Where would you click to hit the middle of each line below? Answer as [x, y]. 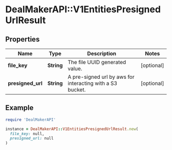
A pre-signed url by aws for [101, 77]
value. [75, 69]
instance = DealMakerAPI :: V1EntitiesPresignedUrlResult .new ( [72, 129]
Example [19, 108]
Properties [23, 39]
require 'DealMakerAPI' [31, 120]
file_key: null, [27, 134]
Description [102, 53]
